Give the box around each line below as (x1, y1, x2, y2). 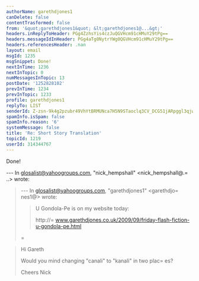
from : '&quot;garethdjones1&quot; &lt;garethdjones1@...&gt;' (6, 25, 163, 31)
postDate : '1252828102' (6, 81, 65, 87)
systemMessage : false (6, 125, 60, 131)
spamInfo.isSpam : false (6, 113, 65, 119)
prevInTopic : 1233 (6, 91, 52, 97)
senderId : (6, 108, 31, 114)
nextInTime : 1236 (6, 64, 49, 70)
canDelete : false (6, 14, 49, 20)
